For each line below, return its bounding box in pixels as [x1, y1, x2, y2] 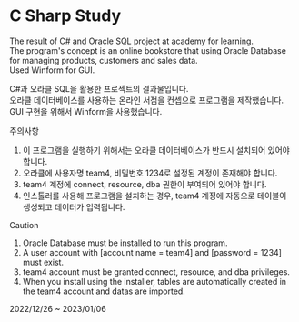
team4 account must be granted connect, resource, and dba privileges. [22, 266, 291, 277]
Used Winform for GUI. [9, 65, 95, 75]
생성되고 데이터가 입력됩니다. [22, 201, 125, 212]
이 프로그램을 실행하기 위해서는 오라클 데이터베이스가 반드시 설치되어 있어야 [22, 145, 291, 156]
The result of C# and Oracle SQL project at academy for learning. [9, 35, 254, 46]
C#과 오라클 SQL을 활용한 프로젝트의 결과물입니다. [9, 83, 189, 94]
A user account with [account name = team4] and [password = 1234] [22, 247, 282, 257]
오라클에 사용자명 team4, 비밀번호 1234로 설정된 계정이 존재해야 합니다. [22, 167, 278, 178]
